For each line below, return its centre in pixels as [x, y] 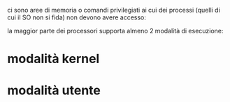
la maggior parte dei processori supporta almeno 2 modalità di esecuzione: [115, 31]
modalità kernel [53, 59]
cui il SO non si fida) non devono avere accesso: [77, 17]
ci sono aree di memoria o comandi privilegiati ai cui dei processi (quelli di [114, 10]
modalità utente [54, 91]
